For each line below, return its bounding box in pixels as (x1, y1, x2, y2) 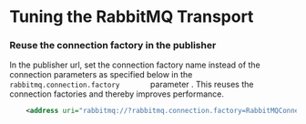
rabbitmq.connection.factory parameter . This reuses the (9, 79, 254, 90)
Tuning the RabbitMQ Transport (9, 6, 254, 27)
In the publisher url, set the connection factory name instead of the (9, 59, 261, 70)
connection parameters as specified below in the (9, 69, 193, 80)
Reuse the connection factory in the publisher (9, 39, 217, 52)
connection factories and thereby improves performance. (9, 88, 225, 99)
